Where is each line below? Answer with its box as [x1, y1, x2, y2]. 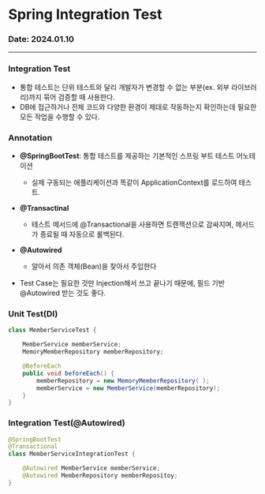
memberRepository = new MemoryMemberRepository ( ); [36, 376, 211, 384]
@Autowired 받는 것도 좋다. [19, 288, 106, 298]
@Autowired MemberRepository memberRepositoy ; [22, 472, 178, 480]
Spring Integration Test [8, 6, 162, 24]
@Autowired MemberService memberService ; [22, 464, 160, 473]
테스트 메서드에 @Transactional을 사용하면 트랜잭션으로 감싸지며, [31, 219, 234, 230]
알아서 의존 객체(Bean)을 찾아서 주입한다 [31, 262, 157, 271]
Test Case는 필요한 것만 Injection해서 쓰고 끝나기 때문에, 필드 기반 [19, 279, 225, 288]
